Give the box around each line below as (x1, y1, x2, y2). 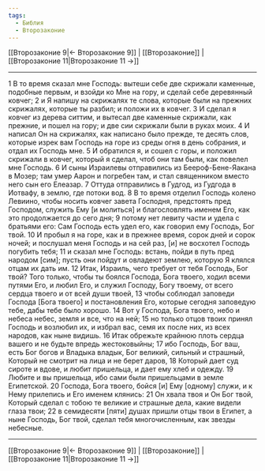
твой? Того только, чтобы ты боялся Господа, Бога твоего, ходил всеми (8, 272, 251, 281)
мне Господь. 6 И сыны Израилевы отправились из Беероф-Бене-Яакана (8, 163, 256, 172)
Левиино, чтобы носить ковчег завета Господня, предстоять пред (8, 197, 231, 206)
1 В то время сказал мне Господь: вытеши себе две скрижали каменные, (8, 79, 256, 89)
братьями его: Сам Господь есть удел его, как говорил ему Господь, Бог (8, 222, 255, 232)
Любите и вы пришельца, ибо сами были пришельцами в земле (8, 373, 225, 382)
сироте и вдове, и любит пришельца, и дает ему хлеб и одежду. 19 (8, 364, 234, 374)
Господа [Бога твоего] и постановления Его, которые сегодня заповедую (8, 297, 256, 307)
